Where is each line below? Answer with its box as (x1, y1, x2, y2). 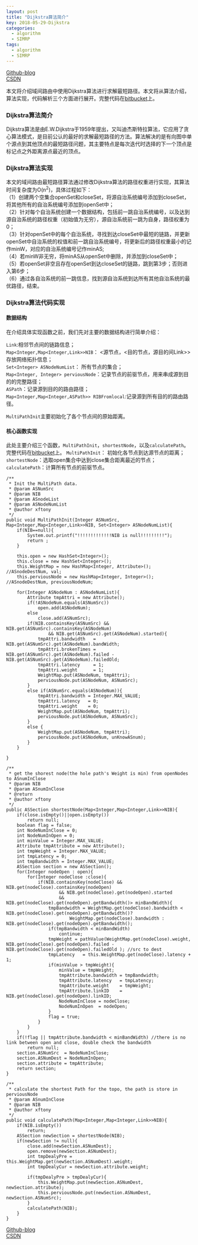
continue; (58, 931, 83, 937)
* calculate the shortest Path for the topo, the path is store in (8, 1086, 178, 1092)
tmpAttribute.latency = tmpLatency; (58, 978, 154, 984)
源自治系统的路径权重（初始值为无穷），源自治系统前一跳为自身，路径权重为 (6, 215, 190, 222)
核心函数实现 (6, 427, 37, 435)
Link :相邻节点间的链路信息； (6, 341, 75, 348)
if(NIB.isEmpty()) (16, 1123, 62, 1128)
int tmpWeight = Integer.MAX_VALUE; (16, 848, 107, 855)
